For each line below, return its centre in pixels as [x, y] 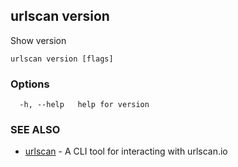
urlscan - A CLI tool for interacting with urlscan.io [126, 151]
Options [30, 84]
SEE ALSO [35, 130]
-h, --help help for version [84, 105]
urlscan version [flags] [62, 59]
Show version [38, 40]
